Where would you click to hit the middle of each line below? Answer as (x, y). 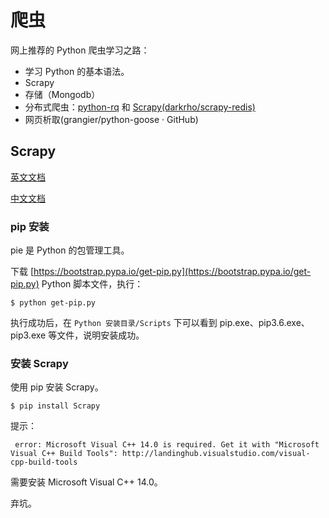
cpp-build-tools (44, 462)
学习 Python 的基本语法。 (77, 71)
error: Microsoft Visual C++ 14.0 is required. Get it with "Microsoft (167, 445)
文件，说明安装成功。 (100, 335)
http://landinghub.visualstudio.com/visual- (216, 454)
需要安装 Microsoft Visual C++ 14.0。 (86, 482)
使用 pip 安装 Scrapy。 (57, 387)
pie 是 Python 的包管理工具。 (70, 250)
